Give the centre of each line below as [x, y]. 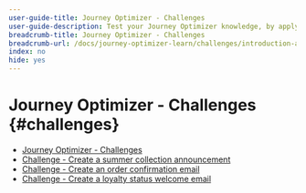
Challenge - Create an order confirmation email [111, 168]
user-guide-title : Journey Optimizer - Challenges [107, 18]
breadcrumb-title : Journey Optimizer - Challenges [107, 35]
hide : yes [27, 60]
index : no [27, 52]
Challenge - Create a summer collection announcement [126, 159]
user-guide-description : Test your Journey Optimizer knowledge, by [142, 26]
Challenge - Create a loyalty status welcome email [116, 178]
